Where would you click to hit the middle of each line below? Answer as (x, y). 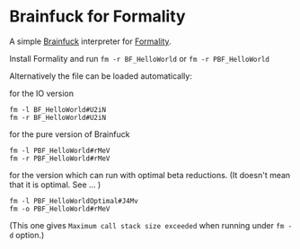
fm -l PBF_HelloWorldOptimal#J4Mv (74, 201)
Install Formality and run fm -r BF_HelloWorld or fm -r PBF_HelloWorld (139, 58)
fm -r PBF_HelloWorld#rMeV (60, 159)
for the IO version (42, 93)
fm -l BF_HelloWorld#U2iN (57, 109)
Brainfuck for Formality (97, 17)
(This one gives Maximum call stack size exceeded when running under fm (147, 225)
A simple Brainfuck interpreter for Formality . (91, 41)
